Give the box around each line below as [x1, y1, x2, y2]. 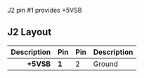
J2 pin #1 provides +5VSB [7, 6, 82, 14]
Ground [93, 59, 118, 69]
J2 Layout [7, 26, 52, 38]
